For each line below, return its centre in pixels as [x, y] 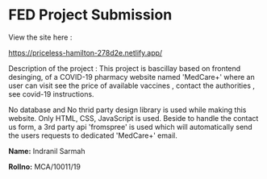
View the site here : [40, 37]
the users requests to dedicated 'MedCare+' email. [93, 135]
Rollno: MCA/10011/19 [44, 166]
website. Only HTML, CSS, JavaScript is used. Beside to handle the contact [133, 118]
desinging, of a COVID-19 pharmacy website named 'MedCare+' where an [132, 77]
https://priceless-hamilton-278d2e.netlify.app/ [86, 52]
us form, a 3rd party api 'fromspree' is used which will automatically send [130, 127]
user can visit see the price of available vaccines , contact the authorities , [132, 85]
